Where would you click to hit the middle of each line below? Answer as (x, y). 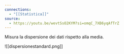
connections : (18, 9)
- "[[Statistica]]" (29, 14)
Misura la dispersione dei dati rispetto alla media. (54, 37)
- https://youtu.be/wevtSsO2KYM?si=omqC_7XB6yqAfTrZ (64, 23)
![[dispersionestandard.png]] (34, 46)
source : (13, 18)
